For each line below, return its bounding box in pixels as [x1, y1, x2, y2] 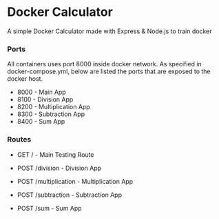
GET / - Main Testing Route [17, 150, 94, 159]
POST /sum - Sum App [17, 204, 82, 212]
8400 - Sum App [17, 117, 65, 126]
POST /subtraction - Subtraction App [17, 191, 123, 199]
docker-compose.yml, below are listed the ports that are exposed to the [7, 67, 211, 76]
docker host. [7, 75, 43, 83]
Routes [7, 135, 32, 144]
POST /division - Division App [17, 164, 102, 172]
